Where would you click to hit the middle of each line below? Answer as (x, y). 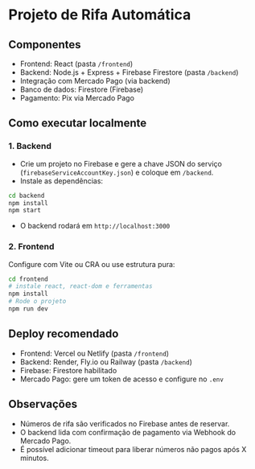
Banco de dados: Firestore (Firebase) (82, 89)
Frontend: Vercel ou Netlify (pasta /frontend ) (95, 353)
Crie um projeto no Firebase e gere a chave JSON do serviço (121, 163)
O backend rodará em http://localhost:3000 (95, 226)
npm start (25, 211)
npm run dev (28, 309)
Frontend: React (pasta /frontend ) (76, 64)
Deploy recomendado (64, 334)
